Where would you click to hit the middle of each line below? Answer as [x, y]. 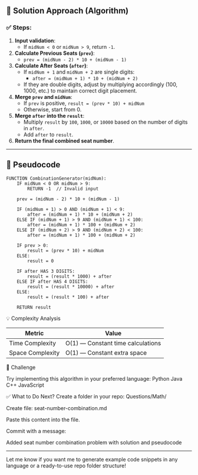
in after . [34, 128]
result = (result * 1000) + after [70, 276]
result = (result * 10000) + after [71, 286]
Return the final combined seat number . [65, 141]
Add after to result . [48, 134]
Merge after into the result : [49, 116]
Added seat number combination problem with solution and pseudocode [94, 442]
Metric [34, 333]
